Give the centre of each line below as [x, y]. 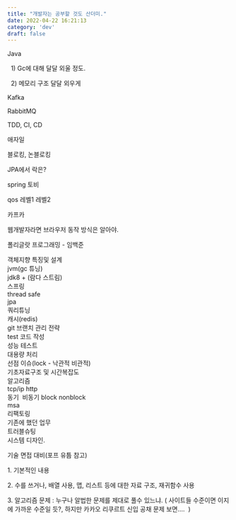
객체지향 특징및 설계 [35, 260]
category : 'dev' [31, 27]
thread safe [24, 294]
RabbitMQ [22, 111]
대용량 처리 [23, 354]
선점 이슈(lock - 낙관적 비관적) [49, 363]
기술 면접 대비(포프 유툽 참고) [47, 455]
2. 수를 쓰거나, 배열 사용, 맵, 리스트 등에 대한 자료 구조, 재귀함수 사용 [101, 485]
